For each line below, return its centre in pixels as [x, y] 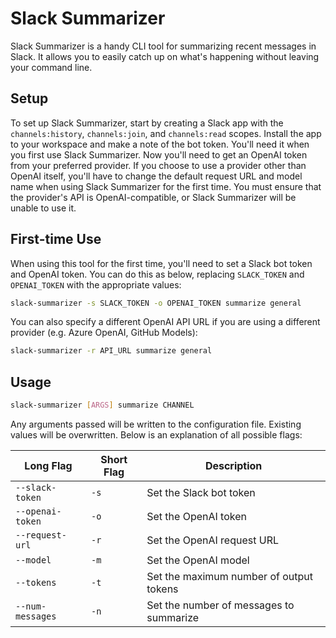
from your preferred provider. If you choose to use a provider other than [158, 165]
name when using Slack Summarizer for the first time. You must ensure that [166, 186]
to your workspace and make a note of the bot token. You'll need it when [160, 144]
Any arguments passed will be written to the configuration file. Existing [156, 424]
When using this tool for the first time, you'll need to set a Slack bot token [161, 263]
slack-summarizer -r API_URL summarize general [111, 351]
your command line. [51, 67]
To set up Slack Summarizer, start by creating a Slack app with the [147, 123]
